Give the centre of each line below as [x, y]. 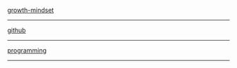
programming [27, 50]
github [17, 30]
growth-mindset [31, 10]
